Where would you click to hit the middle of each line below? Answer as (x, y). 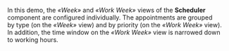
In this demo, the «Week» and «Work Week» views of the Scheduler (106, 10)
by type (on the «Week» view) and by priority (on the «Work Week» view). (114, 25)
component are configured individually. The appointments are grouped (110, 17)
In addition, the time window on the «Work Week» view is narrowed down (114, 32)
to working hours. (33, 40)
